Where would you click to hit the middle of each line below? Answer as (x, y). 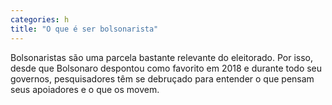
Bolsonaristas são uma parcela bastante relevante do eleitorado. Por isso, (161, 57)
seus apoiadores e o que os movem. (85, 89)
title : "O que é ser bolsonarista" (84, 29)
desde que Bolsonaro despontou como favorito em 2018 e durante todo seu (166, 68)
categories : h (40, 19)
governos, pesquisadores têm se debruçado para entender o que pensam (162, 78)
